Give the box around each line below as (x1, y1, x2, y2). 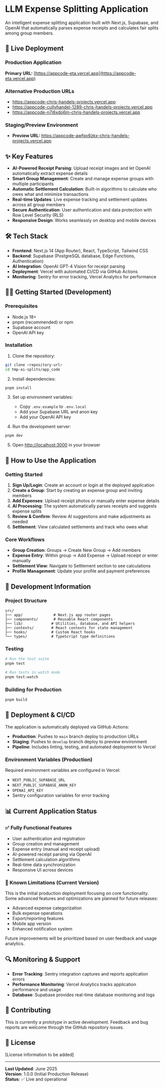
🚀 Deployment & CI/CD (5, 711, 75, 719)
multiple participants (12, 181, 54, 187)
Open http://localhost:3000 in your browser (12, 442, 101, 448)
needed (12, 519, 28, 525)
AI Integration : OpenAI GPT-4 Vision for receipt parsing (12, 263, 125, 269)
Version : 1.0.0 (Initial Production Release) (5, 1071, 89, 1077)
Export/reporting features (12, 916, 64, 922)
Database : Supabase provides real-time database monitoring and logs (12, 992, 155, 998)
